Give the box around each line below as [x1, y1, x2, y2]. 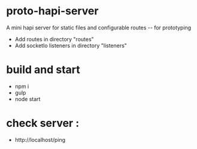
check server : [6, 117, 80, 130]
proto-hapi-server [6, 4, 99, 18]
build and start [6, 63, 81, 77]
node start [14, 95, 41, 102]
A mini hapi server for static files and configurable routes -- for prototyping [6, 24, 192, 31]
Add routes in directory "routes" [14, 35, 94, 42]
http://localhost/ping [14, 136, 66, 143]
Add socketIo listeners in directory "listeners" [14, 42, 128, 49]
